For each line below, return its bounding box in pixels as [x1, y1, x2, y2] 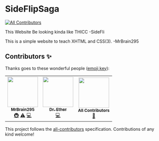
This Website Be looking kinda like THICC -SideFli [5, 29, 105, 35]
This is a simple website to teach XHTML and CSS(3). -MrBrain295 [5, 38, 139, 44]
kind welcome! [5, 131, 35, 137]
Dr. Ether [49, 106, 67, 112]
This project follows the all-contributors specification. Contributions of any [5, 126, 155, 132]
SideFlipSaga [5, 3, 60, 15]
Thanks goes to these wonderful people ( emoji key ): [5, 65, 110, 71]
